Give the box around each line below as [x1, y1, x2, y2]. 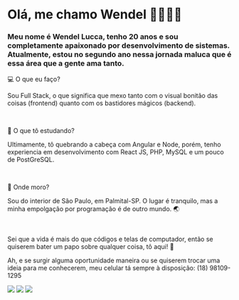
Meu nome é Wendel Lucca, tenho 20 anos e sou [7, 32, 179, 42]
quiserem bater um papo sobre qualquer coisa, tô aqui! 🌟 [7, 242, 174, 251]
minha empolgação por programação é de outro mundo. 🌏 [7, 205, 180, 213]
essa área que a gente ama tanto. [7, 58, 124, 68]
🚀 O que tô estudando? [7, 127, 75, 135]
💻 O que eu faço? [7, 75, 60, 84]
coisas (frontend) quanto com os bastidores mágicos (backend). [7, 99, 196, 107]
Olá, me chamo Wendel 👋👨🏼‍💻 [7, 6, 183, 23]
